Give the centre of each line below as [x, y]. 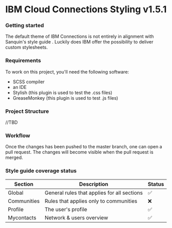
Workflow [18, 135]
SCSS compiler [29, 82]
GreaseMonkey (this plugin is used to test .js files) [66, 98]
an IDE [20, 87]
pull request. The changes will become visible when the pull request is [79, 152]
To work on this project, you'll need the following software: [67, 72]
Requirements [23, 61]
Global [16, 193]
